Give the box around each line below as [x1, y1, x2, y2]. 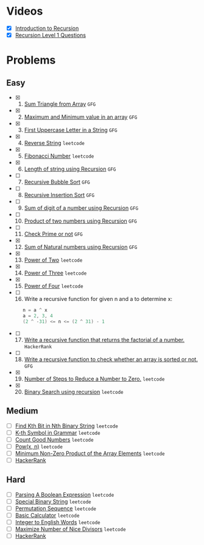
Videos [6, 4, 43, 18]
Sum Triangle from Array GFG [24, 100, 96, 108]
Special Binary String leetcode [15, 497, 91, 505]
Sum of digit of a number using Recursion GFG [24, 204, 139, 212]
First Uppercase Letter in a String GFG [24, 127, 118, 134]
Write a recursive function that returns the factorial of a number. [24, 336, 185, 343]
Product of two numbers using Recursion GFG [24, 217, 137, 224]
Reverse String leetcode [24, 139, 85, 147]
